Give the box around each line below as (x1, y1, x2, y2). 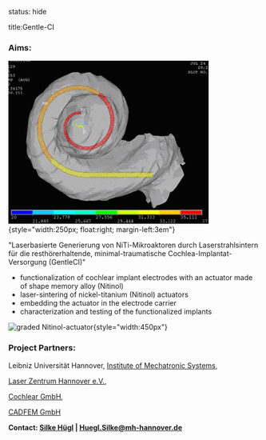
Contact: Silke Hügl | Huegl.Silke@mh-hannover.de (8, 422, 182, 432)
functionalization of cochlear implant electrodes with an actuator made (19, 273, 253, 282)
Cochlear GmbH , (8, 391, 64, 401)
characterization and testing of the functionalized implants (19, 307, 212, 317)
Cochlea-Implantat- (167, 249, 232, 258)
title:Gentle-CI (8, 22, 54, 31)
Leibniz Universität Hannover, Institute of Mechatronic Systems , (8, 360, 218, 370)
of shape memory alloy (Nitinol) (19, 282, 124, 291)
